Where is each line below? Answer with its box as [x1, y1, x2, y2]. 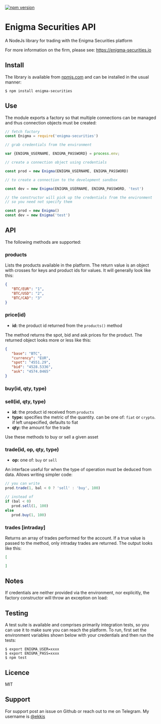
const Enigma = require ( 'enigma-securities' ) [5, 134, 98, 138]
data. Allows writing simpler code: [5, 471, 73, 478]
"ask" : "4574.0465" [11, 369, 51, 374]
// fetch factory [5, 129, 40, 134]
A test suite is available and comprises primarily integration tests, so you [5, 622, 149, 628]
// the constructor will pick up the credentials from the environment [5, 195, 152, 200]
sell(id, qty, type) [5, 398, 46, 405]
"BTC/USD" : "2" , [11, 291, 44, 296]
